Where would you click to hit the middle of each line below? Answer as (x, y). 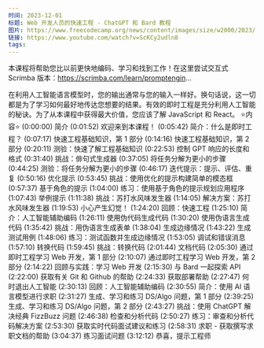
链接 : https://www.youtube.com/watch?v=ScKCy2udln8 (93, 37)
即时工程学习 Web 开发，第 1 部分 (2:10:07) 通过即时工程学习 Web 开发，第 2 (132, 257)
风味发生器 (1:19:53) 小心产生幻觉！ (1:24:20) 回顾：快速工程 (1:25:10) (127, 208)
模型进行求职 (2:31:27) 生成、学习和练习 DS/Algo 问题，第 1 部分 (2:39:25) (134, 297)
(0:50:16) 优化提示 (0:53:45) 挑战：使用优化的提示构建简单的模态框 (125, 179)
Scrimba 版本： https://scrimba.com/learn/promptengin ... (100, 78)
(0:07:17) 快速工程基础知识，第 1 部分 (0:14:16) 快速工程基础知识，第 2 (136, 139)
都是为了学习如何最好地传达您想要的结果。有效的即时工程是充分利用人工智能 (132, 105)
